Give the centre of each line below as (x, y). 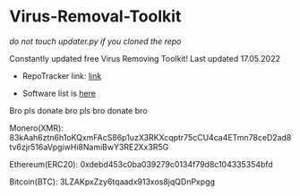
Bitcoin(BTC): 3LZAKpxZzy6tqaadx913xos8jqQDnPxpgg (112, 182)
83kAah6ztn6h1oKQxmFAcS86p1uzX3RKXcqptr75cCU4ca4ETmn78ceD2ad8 (150, 137)
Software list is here (59, 93)
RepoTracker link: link (62, 76)
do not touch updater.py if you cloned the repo (95, 41)
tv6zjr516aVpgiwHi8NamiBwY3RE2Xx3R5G (89, 147)
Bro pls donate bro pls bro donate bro (78, 110)
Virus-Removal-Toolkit (95, 17)
